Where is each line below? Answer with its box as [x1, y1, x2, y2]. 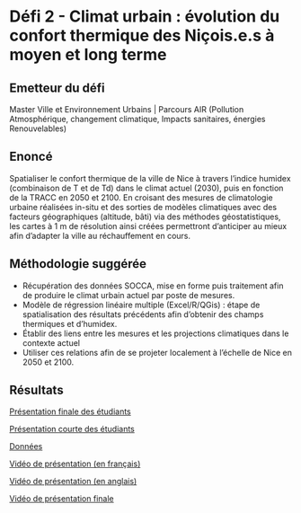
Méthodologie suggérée [9, 256, 146, 271]
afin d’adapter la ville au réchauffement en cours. [9, 230, 191, 241]
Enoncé [9, 149, 53, 164]
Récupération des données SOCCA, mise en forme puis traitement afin [22, 280, 284, 291]
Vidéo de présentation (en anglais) [9, 476, 137, 487]
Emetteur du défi [9, 80, 105, 95]
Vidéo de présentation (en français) [9, 458, 141, 469]
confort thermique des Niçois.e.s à [9, 25, 275, 46]
